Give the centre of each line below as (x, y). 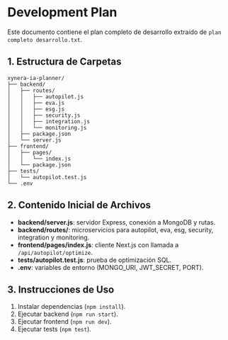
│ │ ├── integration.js (49, 121)
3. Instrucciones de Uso (61, 289)
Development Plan (62, 12)
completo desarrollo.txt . (45, 39)
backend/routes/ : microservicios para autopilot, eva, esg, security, (115, 229)
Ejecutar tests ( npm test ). (55, 329)
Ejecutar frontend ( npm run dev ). (64, 322)
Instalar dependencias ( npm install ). (72, 307)
